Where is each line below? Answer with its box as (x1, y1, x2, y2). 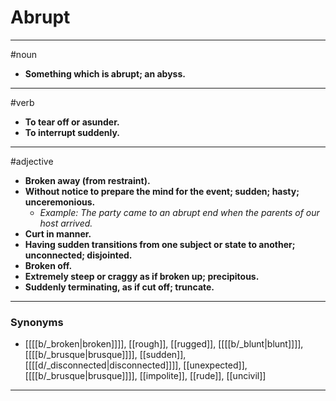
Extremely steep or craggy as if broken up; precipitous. (24, 270, 260, 282)
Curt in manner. (24, 227, 92, 240)
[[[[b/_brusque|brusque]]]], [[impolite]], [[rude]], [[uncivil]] (24, 370, 267, 382)
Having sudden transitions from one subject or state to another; (24, 238, 296, 250)
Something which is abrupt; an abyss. (24, 67, 186, 80)
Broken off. (24, 259, 73, 271)
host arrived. (39, 217, 93, 229)
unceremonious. (24, 196, 96, 208)
